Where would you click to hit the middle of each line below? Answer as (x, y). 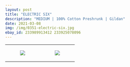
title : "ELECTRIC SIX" (29, 14)
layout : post (19, 10)
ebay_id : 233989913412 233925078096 (43, 33)
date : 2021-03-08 (23, 23)
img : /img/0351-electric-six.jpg (40, 28)
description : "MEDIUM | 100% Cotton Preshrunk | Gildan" (65, 19)
